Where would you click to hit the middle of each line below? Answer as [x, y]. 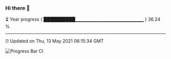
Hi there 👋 [18, 8]
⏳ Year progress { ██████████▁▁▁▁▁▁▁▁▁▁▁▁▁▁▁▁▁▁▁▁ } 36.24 [83, 19]
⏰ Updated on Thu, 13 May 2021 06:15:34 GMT [54, 41]
